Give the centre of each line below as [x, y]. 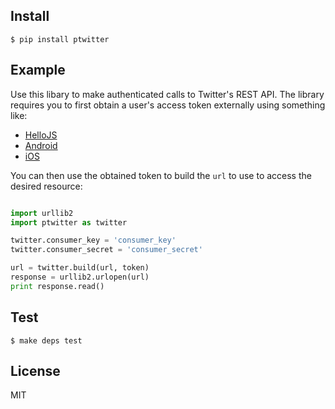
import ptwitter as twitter [69, 222]
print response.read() [57, 286]
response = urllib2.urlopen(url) [80, 277]
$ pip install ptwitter [60, 39]
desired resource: [46, 186]
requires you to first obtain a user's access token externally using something [168, 105]
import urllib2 [42, 213]
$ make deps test [46, 340]
